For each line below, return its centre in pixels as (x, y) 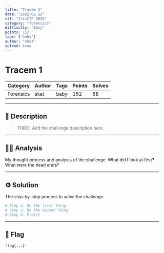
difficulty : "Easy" (25, 28)
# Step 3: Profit (23, 215)
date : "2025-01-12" (25, 14)
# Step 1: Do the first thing (36, 206)
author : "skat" (20, 42)
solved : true (18, 46)
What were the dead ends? (32, 165)
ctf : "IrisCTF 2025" (26, 19)
